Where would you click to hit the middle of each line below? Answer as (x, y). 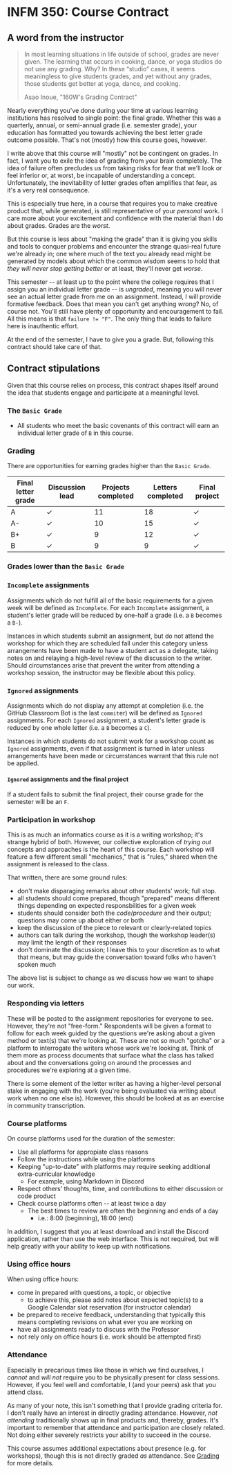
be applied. (23, 763)
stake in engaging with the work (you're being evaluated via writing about (112, 1091)
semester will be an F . (38, 802)
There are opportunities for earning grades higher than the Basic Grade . (109, 466)
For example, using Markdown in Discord (86, 1181)
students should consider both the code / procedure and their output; (114, 913)
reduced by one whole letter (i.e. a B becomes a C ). (79, 727)
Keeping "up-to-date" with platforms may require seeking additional (114, 1167)
